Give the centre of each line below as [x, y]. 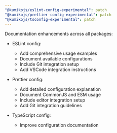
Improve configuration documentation [59, 125]
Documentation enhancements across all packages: [59, 34]
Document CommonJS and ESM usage [60, 95]
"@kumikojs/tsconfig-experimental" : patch [50, 19]
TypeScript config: [31, 115]
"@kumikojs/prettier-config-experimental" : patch [58, 15]
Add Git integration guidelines [51, 106]
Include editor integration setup [52, 100]
